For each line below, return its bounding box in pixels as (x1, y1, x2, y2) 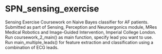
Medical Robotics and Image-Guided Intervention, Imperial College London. (5, 29, 157, 35)
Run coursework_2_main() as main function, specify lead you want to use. (5, 34, 153, 40)
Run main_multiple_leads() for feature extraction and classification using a (5, 39, 154, 45)
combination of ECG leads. (5, 44, 59, 50)
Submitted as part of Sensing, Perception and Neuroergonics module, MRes (5, 24, 157, 30)
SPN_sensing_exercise (5, 3, 99, 14)
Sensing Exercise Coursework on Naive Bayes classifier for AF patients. (5, 19, 149, 25)
